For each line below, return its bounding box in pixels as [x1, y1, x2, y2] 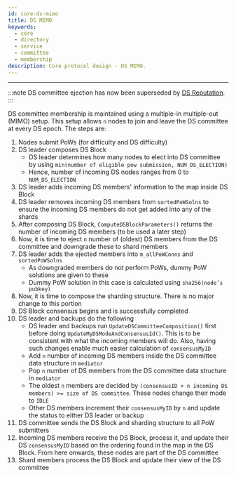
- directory [14, 36, 50, 43]
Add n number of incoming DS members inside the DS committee [28, 351, 217, 360]
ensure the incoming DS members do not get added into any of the [18, 205, 211, 213]
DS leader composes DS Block [18, 145, 107, 154]
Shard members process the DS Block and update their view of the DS [18, 455, 221, 464]
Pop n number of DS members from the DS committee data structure [28, 366, 227, 375]
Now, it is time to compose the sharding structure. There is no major [18, 292, 214, 300]
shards [18, 212, 39, 221]
